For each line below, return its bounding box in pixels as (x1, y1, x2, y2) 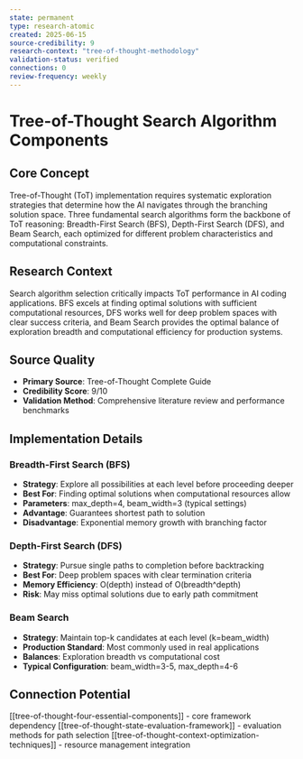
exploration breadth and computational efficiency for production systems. (9, 326, 283, 337)
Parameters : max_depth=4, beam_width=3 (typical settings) (22, 498, 247, 509)
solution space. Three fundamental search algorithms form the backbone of (9, 208, 291, 219)
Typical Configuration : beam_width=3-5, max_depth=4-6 (22, 661, 239, 671)
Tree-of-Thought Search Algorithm (9, 110, 278, 131)
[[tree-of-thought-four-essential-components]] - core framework (9, 710, 252, 722)
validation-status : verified (9, 55, 119, 64)
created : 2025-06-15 (9, 30, 87, 39)
